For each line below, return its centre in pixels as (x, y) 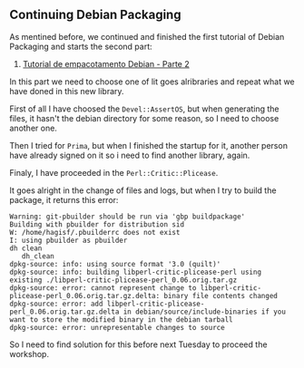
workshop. (29, 353)
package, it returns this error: (64, 199)
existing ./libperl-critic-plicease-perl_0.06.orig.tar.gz (123, 280)
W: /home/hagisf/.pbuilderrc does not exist (95, 232)
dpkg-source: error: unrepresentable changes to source (117, 327)
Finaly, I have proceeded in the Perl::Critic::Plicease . (114, 172)
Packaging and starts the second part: (81, 46)
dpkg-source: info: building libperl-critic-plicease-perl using (135, 272)
